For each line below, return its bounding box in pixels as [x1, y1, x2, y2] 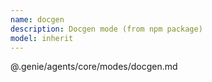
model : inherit [10, 33, 74, 43]
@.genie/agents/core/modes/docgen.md [10, 61, 178, 73]
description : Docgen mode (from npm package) [10, 24, 203, 34]
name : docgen [10, 14, 65, 25]
